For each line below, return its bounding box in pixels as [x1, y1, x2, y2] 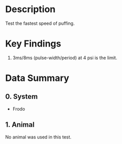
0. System [5, 92, 38, 101]
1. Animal [5, 120, 34, 129]
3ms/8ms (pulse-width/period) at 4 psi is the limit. [12, 55, 117, 61]
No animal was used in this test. [5, 134, 72, 140]
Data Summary [5, 72, 69, 84]
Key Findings [5, 38, 62, 50]
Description [5, 4, 56, 15]
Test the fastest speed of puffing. [5, 20, 75, 26]
